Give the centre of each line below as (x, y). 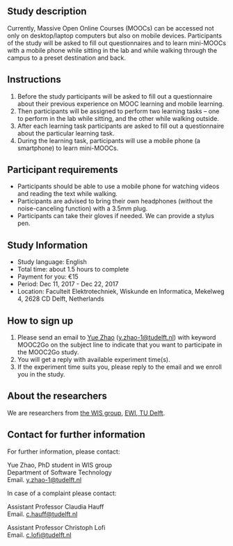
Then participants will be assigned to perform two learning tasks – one (118, 111)
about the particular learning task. (66, 133)
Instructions (34, 80)
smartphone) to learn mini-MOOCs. (68, 148)
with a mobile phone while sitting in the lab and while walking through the (112, 50)
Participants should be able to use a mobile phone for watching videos (118, 186)
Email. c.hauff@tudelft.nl (42, 514)
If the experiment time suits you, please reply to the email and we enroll (120, 367)
